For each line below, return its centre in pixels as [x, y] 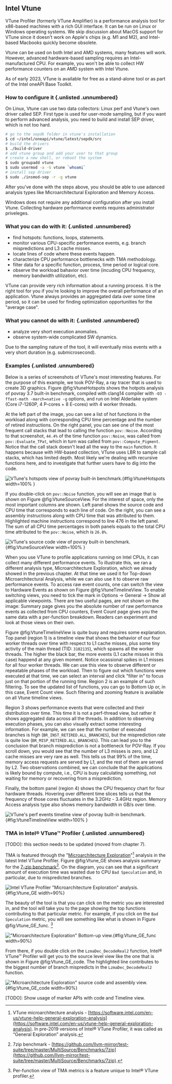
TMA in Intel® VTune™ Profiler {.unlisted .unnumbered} [75, 833]
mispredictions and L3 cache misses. [52, 248]
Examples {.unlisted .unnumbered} [50, 366]
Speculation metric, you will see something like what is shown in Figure [81, 919]
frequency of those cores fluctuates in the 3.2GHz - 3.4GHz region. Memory [86, 799]
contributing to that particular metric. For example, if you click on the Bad [82, 914]
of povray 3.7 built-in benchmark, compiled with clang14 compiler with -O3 [84, 393]
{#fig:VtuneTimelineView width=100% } [47, 820]
